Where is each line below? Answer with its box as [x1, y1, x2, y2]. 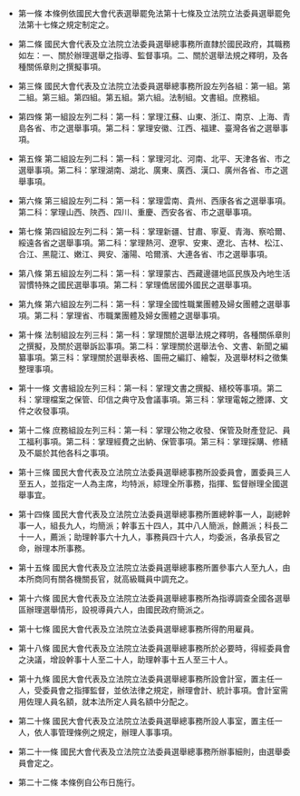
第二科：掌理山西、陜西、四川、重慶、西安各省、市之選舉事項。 [17, 207, 256, 217]
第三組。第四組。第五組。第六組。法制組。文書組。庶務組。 [42, 92, 265, 103]
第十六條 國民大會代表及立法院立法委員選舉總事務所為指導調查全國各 [17, 593, 275, 603]
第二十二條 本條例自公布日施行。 [17, 777, 140, 788]
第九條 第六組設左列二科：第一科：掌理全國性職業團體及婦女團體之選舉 [17, 299, 283, 309]
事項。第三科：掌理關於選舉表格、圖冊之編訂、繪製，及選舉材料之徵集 [25, 353, 288, 363]
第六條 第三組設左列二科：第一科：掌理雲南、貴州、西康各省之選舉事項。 [17, 195, 291, 206]
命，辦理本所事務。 [17, 543, 91, 553]
